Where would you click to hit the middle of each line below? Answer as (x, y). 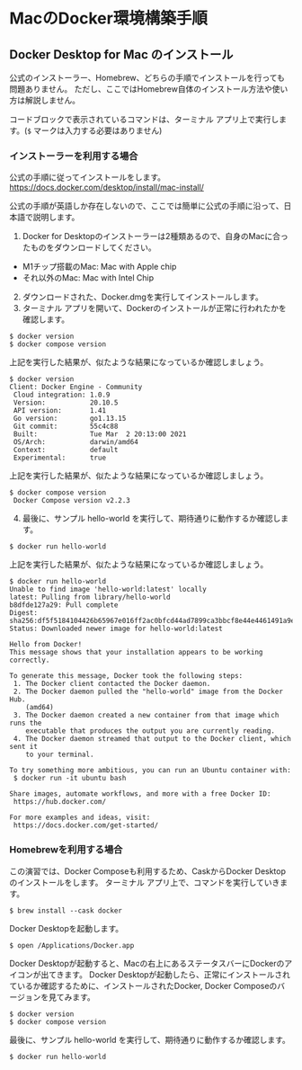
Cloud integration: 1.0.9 (62, 395)
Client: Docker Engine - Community (76, 388)
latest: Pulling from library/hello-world (90, 597)
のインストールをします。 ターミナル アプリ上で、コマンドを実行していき (145, 882)
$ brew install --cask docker (66, 910)
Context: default (66, 450)
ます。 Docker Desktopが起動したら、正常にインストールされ (177, 974)
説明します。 (56, 218)
